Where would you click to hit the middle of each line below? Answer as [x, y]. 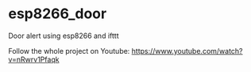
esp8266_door [58, 14]
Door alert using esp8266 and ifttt [64, 36]
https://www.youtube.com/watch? [187, 51]
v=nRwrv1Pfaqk [34, 59]
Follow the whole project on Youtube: [69, 51]
